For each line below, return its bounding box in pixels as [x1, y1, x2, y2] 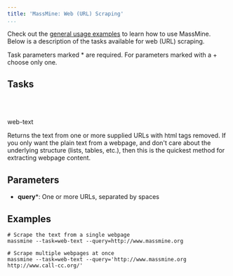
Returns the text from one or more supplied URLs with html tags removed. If [7, 131, 226, 140]
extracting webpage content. [7, 153, 91, 162]
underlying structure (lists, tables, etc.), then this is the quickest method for [7, 146, 225, 155]
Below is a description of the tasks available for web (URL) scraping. [7, 36, 205, 46]
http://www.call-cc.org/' [7, 262, 83, 270]
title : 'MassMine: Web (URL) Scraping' [7, 10, 124, 18]
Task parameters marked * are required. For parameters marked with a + [7, 50, 218, 59]
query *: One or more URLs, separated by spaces [17, 193, 160, 201]
